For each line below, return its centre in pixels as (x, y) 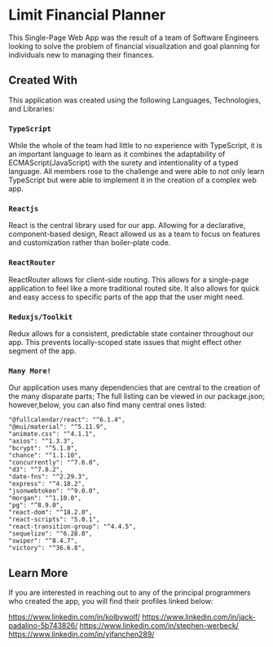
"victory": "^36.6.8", (47, 548)
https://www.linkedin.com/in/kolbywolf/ (75, 617)
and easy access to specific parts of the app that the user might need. (126, 297)
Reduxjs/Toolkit (41, 317)
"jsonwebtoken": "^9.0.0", (54, 491)
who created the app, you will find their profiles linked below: (111, 601)
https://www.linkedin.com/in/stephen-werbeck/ (159, 626)
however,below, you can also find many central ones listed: (108, 405)
